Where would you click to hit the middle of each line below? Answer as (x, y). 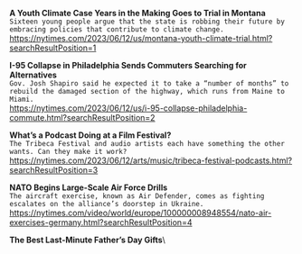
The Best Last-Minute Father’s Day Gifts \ (87, 240)
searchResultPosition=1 (53, 48)
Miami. (22, 99)
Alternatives (33, 75)
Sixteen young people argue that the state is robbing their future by (147, 22)
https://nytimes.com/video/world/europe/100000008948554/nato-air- (141, 213)
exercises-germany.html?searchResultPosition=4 (101, 222)
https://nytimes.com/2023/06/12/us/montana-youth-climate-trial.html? (141, 38)
